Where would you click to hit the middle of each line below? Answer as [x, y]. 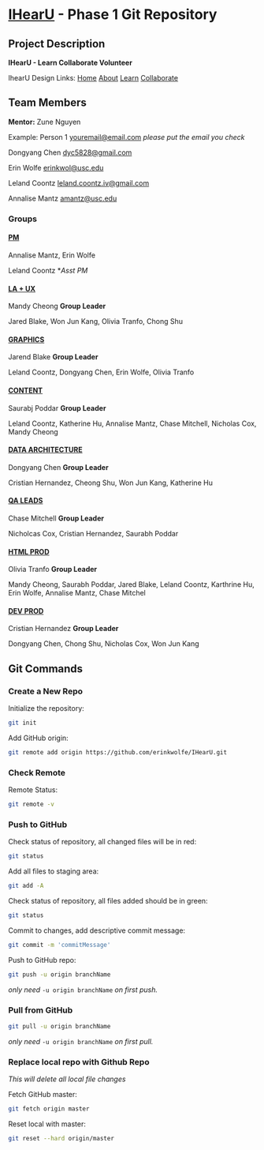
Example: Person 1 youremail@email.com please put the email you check [126, 137]
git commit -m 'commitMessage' [59, 945]
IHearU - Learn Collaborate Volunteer [70, 62]
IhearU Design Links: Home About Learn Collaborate [93, 78]
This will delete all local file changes [67, 1079]
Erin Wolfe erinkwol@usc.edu [56, 167]
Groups [23, 219]
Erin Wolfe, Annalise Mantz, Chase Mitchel [77, 593]
